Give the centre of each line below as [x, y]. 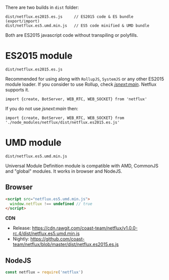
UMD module [33, 143]
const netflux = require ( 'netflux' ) [44, 272]
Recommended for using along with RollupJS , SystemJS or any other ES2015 [85, 79]
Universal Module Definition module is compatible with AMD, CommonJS [82, 166]
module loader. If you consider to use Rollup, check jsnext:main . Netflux [81, 84]
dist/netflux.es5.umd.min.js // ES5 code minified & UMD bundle [77, 26]
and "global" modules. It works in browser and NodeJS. [64, 171]
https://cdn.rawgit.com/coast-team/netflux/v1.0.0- [85, 228]
